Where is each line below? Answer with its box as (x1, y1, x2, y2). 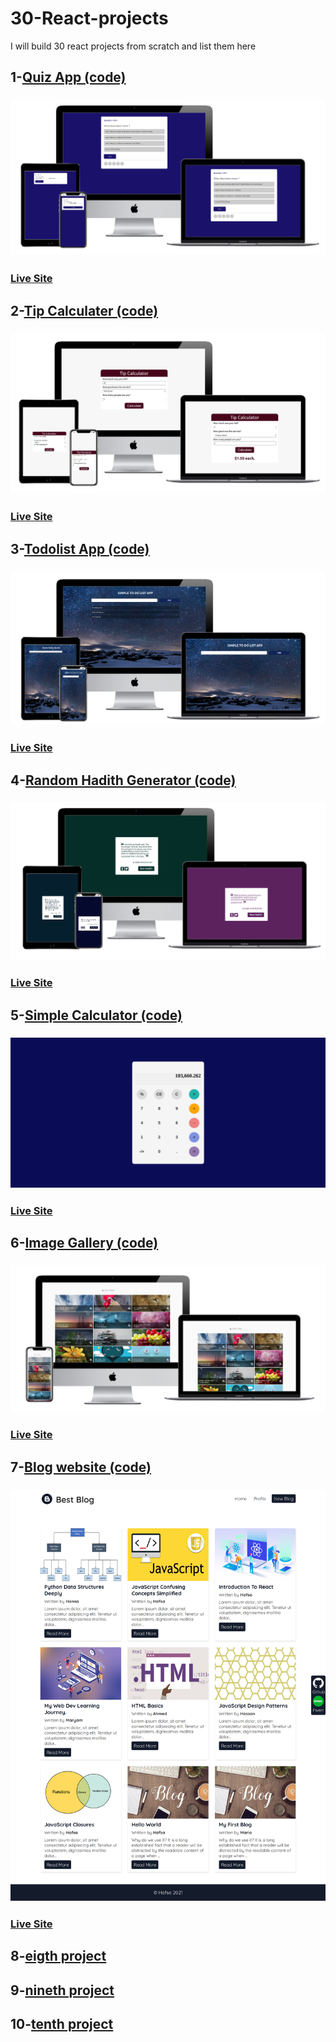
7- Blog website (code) (10, 1458, 152, 1476)
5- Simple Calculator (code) (10, 1007, 183, 1024)
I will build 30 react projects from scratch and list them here (10, 40, 257, 52)
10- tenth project (10, 2016, 114, 2033)
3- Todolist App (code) (10, 540, 150, 557)
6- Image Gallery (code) (10, 1235, 159, 1252)
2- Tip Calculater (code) (10, 302, 159, 319)
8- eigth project (10, 1948, 107, 1965)
